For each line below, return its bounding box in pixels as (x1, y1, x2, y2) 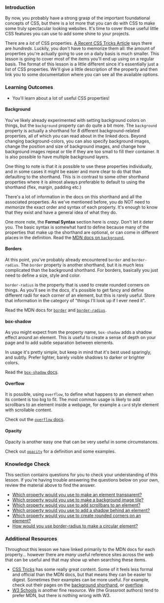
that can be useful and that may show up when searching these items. (5, 557, 147, 563)
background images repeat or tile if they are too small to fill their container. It (5, 148, 160, 154)
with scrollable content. (5, 407, 52, 413)
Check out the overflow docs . (5, 417, 65, 423)
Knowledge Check (5, 460, 50, 467)
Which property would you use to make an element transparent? (12, 491, 142, 497)
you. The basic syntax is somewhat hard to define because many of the (5, 224, 149, 230)
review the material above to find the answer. (5, 482, 96, 488)
